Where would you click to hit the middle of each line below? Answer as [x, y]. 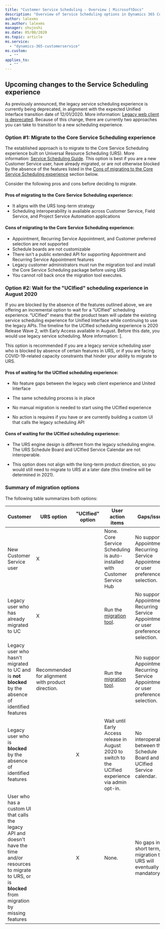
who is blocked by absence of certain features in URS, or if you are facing [80, 351]
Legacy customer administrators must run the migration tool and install [84, 265]
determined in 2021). [33, 475]
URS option [54, 516]
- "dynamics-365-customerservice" [45, 46]
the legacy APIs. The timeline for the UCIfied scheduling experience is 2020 [82, 325]
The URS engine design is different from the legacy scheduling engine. [84, 445]
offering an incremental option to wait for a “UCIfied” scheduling [70, 310]
